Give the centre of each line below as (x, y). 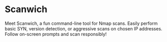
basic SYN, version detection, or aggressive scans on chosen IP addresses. (83, 28)
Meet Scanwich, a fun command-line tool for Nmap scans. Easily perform (81, 23)
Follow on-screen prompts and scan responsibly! (56, 34)
